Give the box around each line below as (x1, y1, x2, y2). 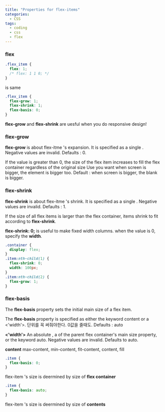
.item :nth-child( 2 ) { (5, 275, 50, 279)
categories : (5, 12, 29, 17)
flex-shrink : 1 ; (9, 103, 43, 108)
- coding (9, 26, 27, 30)
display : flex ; (9, 247, 41, 252)
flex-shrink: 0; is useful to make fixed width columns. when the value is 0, (5, 228, 156, 234)
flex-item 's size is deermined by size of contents (5, 401, 106, 407)
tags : (5, 21, 16, 26)
